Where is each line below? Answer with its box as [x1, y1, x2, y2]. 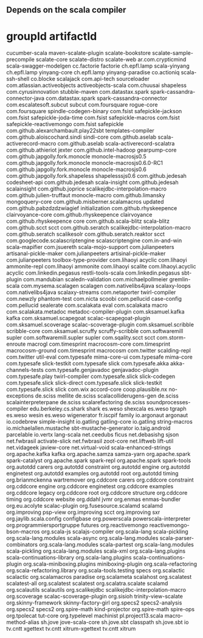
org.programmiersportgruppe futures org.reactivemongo [6, 522, 148, 529]
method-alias [6, 619, 40, 626]
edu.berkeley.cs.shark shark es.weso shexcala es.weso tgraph [29, 405, 187, 413]
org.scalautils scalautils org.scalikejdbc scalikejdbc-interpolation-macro [6, 586, 187, 594]
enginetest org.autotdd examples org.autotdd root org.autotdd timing [6, 470, 179, 477]
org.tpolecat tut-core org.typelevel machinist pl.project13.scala [6, 612, 163, 620]
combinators [6, 541, 38, 549]
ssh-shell [6, 75, 30, 83]
